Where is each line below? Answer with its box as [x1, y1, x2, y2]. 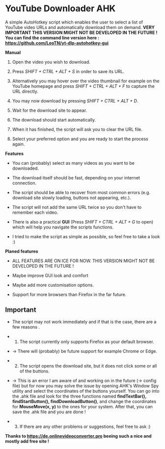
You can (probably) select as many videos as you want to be [12, 160, 135, 166]
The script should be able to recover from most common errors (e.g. [12, 189, 151, 195]
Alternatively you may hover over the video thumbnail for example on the [12, 78, 160, 84]
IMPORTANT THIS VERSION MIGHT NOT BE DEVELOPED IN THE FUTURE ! [5, 29, 158, 35]
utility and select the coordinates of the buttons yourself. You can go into [12, 388, 160, 394]
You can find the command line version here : [5, 35, 100, 41]
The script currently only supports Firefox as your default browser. [19, 339, 154, 345]
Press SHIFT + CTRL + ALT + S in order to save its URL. [12, 68, 124, 74]
